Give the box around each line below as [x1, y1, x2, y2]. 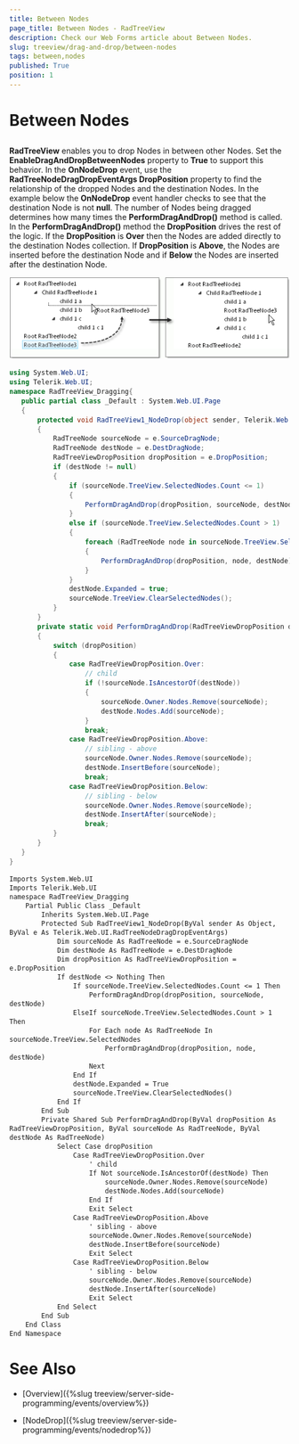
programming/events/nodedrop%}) [21, 1424, 151, 1435]
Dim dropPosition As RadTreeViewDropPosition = [56, 955, 238, 964]
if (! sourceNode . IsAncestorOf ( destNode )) [85, 678, 241, 688]
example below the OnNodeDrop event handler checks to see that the [9, 193, 267, 204]
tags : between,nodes [9, 52, 86, 62]
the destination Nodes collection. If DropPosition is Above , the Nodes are [9, 241, 280, 251]
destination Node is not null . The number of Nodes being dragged [9, 202, 252, 213]
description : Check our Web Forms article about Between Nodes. [9, 33, 253, 42]
